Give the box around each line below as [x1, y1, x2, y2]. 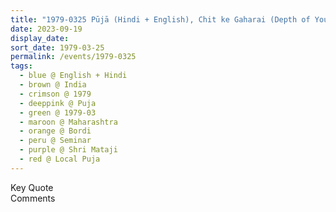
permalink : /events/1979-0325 [10, 52, 137, 62]
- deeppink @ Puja [19, 98, 97, 108]
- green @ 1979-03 [19, 107, 97, 118]
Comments [10, 192, 56, 204]
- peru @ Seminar [19, 136, 92, 146]
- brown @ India [19, 80, 87, 90]
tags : [10, 61, 33, 71]
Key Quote [10, 181, 54, 193]
